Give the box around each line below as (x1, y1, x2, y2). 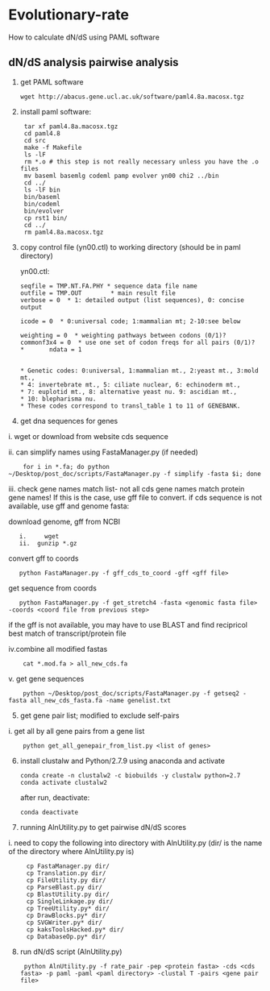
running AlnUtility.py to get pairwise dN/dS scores (19, 822, 187, 831)
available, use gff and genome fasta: (8, 501, 130, 511)
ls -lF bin (23, 185, 60, 194)
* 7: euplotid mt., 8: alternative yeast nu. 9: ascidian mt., (19, 388, 238, 396)
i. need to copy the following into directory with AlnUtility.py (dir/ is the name (8, 838, 263, 848)
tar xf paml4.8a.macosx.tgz (23, 122, 118, 131)
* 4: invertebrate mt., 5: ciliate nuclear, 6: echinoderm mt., (19, 380, 241, 388)
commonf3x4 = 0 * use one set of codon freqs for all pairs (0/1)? (19, 338, 255, 346)
